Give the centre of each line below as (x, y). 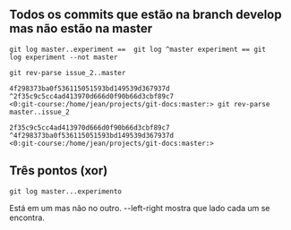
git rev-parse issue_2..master (68, 72)
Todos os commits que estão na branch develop (145, 15)
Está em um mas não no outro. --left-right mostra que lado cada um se (140, 208)
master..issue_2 (39, 112)
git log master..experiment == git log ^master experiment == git (138, 49)
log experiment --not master (64, 57)
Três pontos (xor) (59, 170)
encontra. (27, 217)
